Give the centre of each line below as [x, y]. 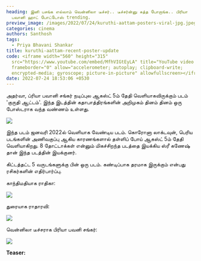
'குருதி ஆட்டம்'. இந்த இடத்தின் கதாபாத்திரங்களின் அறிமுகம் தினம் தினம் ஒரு [94, 102]
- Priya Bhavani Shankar [42, 45]
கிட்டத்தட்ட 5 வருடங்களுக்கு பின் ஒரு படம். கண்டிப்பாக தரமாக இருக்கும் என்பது [96, 165]
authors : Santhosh [29, 34]
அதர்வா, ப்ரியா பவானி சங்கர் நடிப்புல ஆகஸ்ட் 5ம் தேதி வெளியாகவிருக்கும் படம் [97, 96]
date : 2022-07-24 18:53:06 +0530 [48, 78]
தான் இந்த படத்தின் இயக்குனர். [41, 153]
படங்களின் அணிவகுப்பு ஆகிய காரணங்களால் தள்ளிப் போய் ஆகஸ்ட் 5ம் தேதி [95, 139]
